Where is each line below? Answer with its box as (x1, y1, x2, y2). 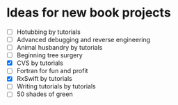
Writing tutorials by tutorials (16, 82, 96, 90)
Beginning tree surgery (16, 51, 83, 59)
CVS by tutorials (16, 59, 63, 67)
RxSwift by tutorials (16, 75, 72, 83)
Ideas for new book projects (6, 5, 171, 21)
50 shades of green (16, 90, 74, 98)
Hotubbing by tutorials (16, 28, 81, 36)
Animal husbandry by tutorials (16, 44, 103, 52)
